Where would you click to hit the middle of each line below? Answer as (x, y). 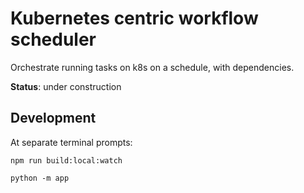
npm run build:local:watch (66, 160)
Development (53, 118)
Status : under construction (66, 86)
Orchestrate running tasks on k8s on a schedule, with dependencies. (152, 67)
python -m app (40, 178)
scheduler (53, 39)
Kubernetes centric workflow (134, 18)
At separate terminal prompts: (71, 142)
